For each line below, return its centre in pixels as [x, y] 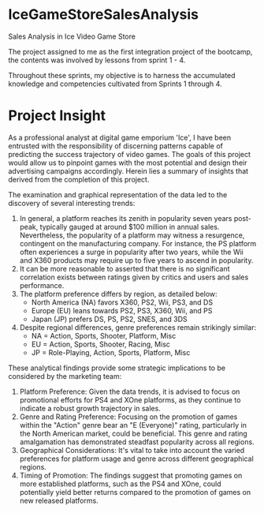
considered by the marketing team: [65, 376]
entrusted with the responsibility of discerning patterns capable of [115, 146]
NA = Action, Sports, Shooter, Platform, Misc [104, 335]
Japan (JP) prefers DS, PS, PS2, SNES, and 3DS [109, 319]
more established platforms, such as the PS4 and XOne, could [121, 484]
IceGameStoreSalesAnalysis [104, 15]
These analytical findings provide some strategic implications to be [117, 368]
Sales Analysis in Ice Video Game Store [72, 36]
